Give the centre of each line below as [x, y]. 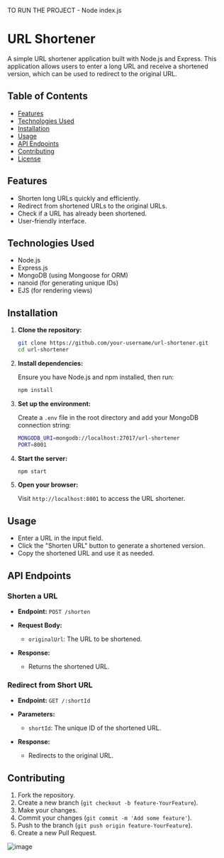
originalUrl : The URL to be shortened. [85, 639]
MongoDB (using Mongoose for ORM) [73, 275]
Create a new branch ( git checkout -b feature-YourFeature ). [108, 803]
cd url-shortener [43, 350]
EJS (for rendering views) [55, 290]
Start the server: [43, 458]
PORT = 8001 [32, 445]
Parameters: [36, 714]
